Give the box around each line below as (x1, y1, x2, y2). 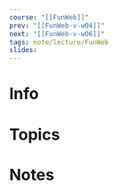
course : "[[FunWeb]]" (9, 12, 90, 22)
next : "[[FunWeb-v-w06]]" (9, 29, 105, 38)
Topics (9, 125, 60, 144)
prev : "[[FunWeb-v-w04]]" (9, 21, 105, 30)
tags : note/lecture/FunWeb (9, 37, 109, 47)
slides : (9, 46, 38, 55)
